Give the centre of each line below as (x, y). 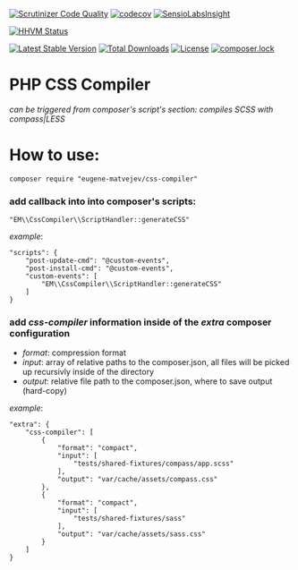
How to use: (55, 155)
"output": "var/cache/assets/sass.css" (131, 534)
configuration (40, 334)
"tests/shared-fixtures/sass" (129, 519)
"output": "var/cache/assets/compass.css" (137, 480)
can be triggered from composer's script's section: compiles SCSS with (141, 109)
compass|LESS (37, 119)
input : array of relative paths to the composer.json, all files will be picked (156, 362)
